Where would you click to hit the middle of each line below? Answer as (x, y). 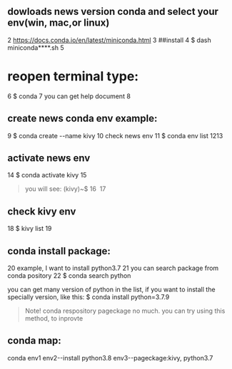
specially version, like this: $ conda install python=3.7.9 (89, 297)
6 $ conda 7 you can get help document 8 (69, 96)
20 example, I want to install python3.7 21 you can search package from (113, 268)
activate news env (49, 158)
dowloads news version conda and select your (113, 12)
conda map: (35, 341)
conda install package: (59, 251)
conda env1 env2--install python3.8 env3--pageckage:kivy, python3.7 (110, 358)
